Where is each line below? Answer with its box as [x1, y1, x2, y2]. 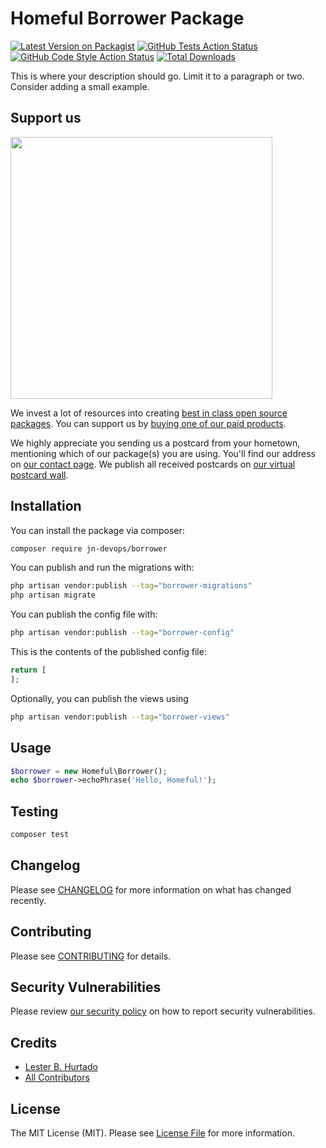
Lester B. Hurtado [24, 1061, 98, 1073]
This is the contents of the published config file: [10, 646, 207, 658]
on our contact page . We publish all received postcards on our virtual [10, 458, 296, 470]
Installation [10, 498, 82, 515]
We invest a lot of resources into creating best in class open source [10, 407, 288, 419]
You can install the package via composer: [10, 524, 185, 536]
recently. [10, 894, 47, 906]
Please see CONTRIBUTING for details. [10, 950, 172, 962]
